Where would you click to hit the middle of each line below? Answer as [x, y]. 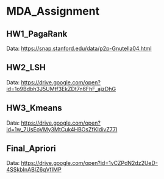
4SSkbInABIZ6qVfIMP [34, 170]
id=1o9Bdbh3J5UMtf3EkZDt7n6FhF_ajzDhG [61, 89]
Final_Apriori [31, 149]
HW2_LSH [26, 68]
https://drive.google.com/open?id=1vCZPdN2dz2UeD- [90, 163]
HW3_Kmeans [34, 108]
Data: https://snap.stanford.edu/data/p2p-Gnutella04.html [79, 48]
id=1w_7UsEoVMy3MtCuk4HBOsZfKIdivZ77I [62, 129]
